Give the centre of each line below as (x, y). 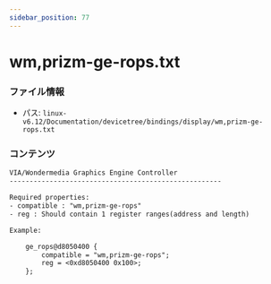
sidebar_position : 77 (50, 17)
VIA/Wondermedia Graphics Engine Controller (93, 173)
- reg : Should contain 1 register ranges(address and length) (130, 214)
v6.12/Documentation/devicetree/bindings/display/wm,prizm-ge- (143, 122)
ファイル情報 (37, 91)
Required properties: (50, 198)
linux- (55, 114)
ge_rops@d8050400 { (62, 246)
